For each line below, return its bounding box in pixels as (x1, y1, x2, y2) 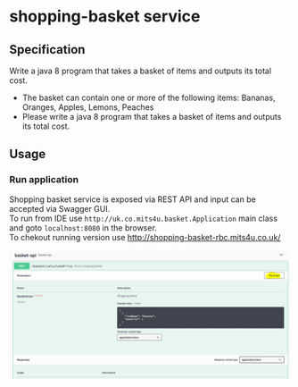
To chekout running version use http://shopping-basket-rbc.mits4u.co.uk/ (9, 231, 281, 242)
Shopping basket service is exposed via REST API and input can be (9, 194, 256, 205)
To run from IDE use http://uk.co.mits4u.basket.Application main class (9, 213, 278, 223)
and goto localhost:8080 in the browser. (9, 222, 158, 233)
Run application (9, 173, 79, 186)
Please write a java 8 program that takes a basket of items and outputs (21, 112, 282, 122)
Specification (9, 42, 86, 57)
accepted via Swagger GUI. (9, 203, 111, 214)
